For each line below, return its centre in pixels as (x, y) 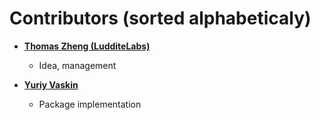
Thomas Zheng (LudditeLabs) (87, 46)
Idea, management (77, 65)
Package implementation (90, 104)
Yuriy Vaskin (51, 84)
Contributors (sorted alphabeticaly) (160, 18)
